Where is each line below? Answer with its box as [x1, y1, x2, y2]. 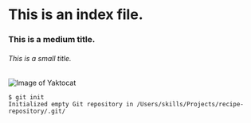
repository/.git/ [8, 107, 66, 116]
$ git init [8, 94, 45, 102]
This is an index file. [8, 6, 143, 24]
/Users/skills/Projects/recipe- [136, 101, 245, 109]
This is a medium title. [8, 34, 96, 45]
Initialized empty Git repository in [8, 101, 134, 109]
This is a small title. [8, 53, 72, 63]
